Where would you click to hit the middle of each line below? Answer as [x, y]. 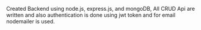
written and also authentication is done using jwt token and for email [91, 15]
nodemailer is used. [31, 21]
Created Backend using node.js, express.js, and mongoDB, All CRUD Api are [101, 9]
